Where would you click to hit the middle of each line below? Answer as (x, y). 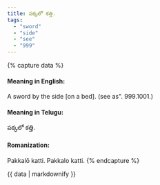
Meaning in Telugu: (36, 112)
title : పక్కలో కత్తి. (32, 13)
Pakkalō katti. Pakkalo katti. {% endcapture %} (73, 160)
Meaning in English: (36, 81)
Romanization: (29, 145)
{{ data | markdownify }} (42, 174)
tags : (15, 20)
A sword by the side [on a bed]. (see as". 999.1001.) (80, 97)
